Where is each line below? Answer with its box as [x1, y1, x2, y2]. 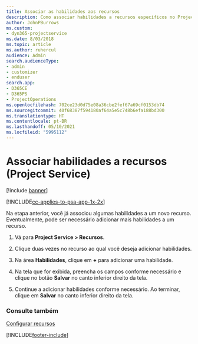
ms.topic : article [6, 42, 51, 48]
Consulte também [6, 306, 59, 314]
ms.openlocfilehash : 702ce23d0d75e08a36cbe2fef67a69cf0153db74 [6, 101, 165, 108]
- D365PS [6, 91, 28, 97]
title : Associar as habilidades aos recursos [6, 8, 120, 15]
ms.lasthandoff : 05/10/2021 [6, 124, 75, 130]
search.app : [6, 80, 35, 86]
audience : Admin [6, 53, 46, 58]
